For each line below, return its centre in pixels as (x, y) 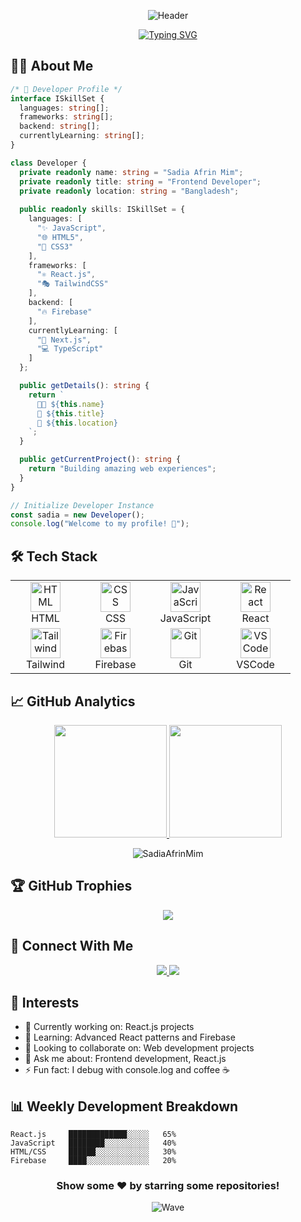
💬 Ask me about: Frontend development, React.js (125, 1059)
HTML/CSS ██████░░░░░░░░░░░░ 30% (93, 1152)
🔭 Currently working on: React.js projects (109, 1027)
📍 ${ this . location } (77, 423)
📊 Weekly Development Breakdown (124, 1106)
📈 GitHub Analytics (73, 701)
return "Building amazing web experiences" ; (122, 469)
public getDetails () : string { (84, 386)
